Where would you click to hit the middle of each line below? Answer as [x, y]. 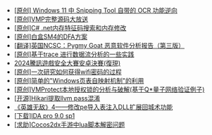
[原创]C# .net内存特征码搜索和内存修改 [70, 28]
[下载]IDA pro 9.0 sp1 [44, 116]
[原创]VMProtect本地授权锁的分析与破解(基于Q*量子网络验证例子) [109, 89]
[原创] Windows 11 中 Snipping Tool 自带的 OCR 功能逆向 [96, 10]
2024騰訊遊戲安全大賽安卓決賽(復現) [67, 63]
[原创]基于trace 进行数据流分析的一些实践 [74, 54]
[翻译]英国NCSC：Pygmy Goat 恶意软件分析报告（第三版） [99, 45]
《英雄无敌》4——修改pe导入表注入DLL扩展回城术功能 [93, 107]
